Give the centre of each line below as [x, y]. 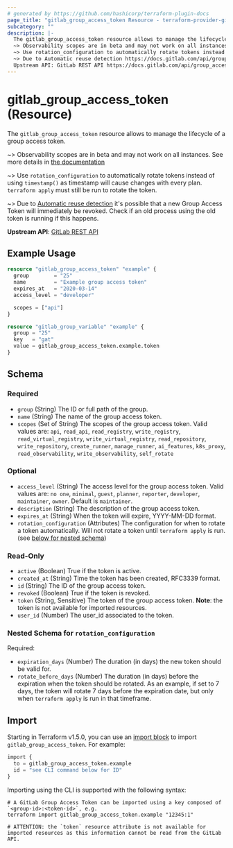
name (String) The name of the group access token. [89, 416]
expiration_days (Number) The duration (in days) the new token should [119, 662]
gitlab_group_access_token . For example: [67, 745]
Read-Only [26, 556]
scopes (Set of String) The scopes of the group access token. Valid [112, 423]
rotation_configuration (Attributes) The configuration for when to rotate [121, 523]
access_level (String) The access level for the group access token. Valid [120, 486]
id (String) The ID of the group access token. [81, 586]
